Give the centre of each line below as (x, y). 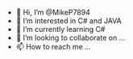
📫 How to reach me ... (53, 47)
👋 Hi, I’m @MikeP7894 (53, 12)
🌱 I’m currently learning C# (60, 29)
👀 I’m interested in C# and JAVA (69, 21)
